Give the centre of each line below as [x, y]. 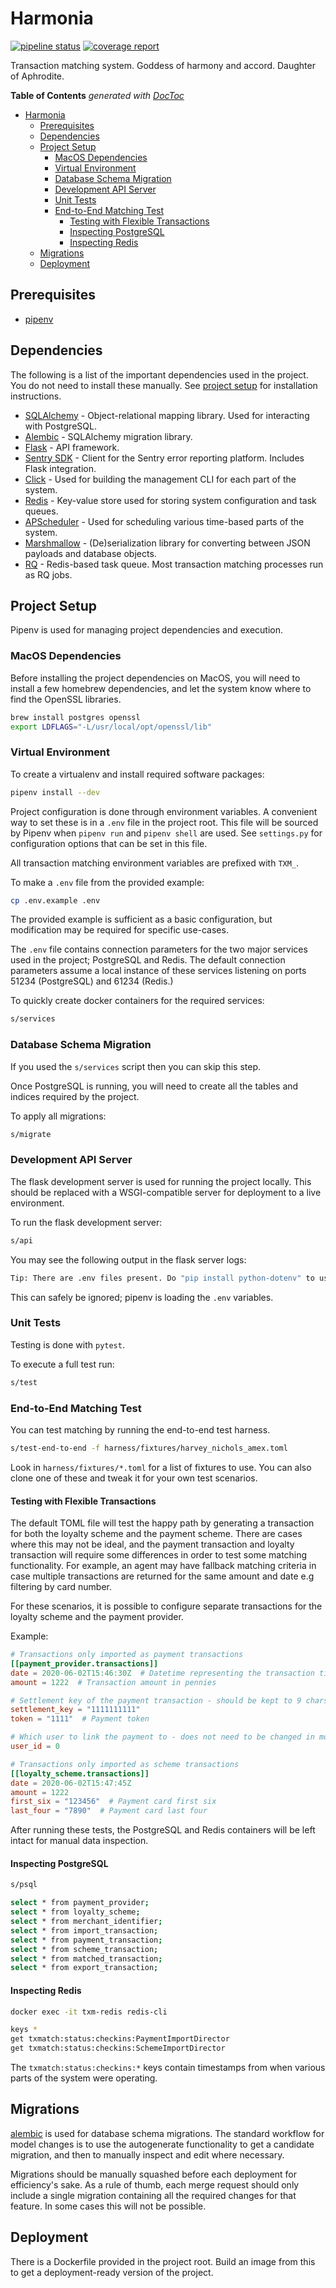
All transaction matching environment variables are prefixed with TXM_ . [155, 863]
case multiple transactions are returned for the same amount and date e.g [162, 1576]
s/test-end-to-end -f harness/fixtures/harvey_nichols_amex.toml [149, 1448]
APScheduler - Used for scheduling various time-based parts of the [164, 521]
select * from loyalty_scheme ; [75, 1912]
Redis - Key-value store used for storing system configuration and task [170, 500]
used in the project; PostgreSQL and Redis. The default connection [148, 960]
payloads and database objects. [90, 553]
